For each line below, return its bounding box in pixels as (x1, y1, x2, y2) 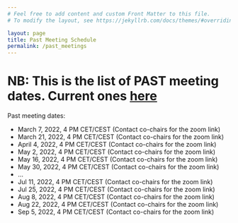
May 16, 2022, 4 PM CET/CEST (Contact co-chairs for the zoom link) (17, 155, 218, 164)
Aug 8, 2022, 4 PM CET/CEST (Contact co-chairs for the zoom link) (17, 193, 215, 201)
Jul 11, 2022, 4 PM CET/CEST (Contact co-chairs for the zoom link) (17, 178, 213, 186)
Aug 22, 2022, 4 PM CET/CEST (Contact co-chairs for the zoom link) (17, 200, 219, 209)
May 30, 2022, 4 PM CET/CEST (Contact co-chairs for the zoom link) (17, 163, 220, 171)
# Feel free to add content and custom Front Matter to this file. (7, 10, 211, 18)
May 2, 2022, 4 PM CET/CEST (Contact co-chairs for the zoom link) (17, 147, 216, 156)
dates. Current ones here (7, 88, 157, 104)
